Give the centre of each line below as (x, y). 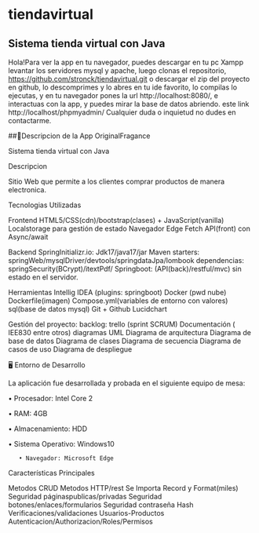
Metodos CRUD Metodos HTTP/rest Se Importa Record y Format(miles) (123, 488)
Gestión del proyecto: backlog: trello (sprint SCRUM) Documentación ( (122, 324)
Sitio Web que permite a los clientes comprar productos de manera (117, 181)
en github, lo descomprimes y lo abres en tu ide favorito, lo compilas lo (123, 87)
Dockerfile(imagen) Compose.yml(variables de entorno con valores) (118, 301)
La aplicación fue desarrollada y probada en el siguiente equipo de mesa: (127, 383)
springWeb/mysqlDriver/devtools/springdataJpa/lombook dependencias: (126, 260)
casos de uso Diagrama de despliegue (70, 349)
